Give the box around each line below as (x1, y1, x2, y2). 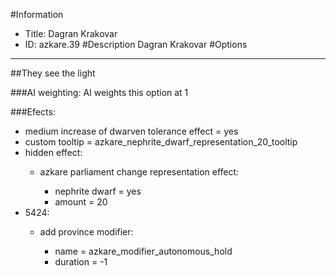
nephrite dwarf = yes (54, 185, 142, 197)
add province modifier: (39, 226, 134, 238)
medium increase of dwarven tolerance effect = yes (24, 125, 239, 137)
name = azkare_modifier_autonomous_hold (54, 245, 233, 257)
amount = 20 (54, 196, 108, 208)
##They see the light (10, 67, 96, 79)
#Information (10, 9, 64, 20)
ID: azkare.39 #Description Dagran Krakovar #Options (24, 39, 248, 50)
